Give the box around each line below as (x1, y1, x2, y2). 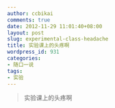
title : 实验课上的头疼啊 (7, 42, 70, 49)
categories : (7, 55, 41, 62)
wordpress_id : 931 (7, 49, 60, 56)
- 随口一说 (7, 61, 34, 68)
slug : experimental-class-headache (7, 36, 109, 43)
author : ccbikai (7, 10, 53, 17)
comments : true (7, 17, 51, 23)
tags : (7, 67, 23, 74)
